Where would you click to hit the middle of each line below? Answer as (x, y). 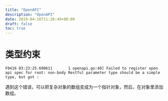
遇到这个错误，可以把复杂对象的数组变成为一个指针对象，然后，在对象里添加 (84, 87)
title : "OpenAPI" (23, 10)
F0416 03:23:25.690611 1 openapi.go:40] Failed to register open (81, 68)
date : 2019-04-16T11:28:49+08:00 (40, 19)
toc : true (16, 28)
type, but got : (22, 77)
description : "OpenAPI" (30, 14)
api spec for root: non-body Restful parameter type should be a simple (83, 73)
